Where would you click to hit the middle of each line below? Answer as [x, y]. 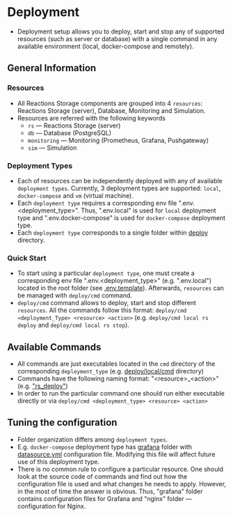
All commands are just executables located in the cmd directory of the [116, 364]
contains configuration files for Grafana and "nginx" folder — [105, 498]
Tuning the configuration [62, 423]
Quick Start [27, 258]
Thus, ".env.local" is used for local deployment [149, 210]
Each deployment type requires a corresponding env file [97, 203]
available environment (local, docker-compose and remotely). [105, 46]
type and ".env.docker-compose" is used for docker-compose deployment [121, 217]
